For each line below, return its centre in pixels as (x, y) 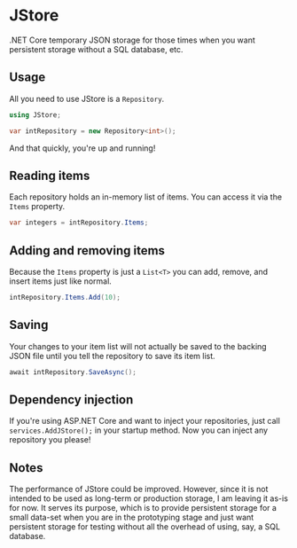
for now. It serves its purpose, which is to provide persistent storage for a (143, 508)
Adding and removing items (87, 251)
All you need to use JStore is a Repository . (87, 98)
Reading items (50, 175)
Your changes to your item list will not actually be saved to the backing (138, 346)
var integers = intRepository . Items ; (79, 223)
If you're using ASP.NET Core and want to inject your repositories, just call (145, 421)
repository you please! (50, 440)
